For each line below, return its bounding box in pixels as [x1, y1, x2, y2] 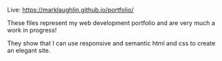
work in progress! [7, 26, 57, 34]
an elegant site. [7, 47, 51, 54]
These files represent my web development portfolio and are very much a [7, 19, 215, 26]
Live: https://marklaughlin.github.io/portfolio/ [7, 6, 134, 14]
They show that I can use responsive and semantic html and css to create [7, 39, 216, 47]
